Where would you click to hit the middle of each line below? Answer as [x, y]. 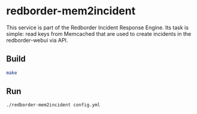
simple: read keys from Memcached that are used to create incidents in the [99, 33]
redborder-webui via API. [37, 40]
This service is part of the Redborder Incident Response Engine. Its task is [97, 27]
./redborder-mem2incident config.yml [53, 105]
